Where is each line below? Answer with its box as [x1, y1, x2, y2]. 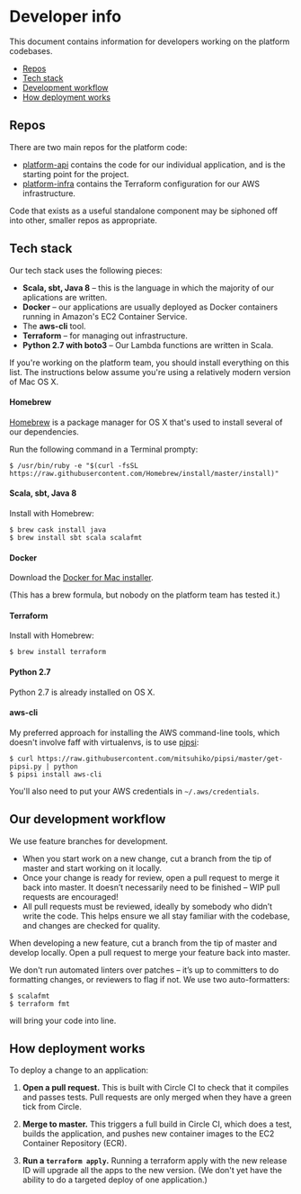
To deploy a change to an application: [9, 1064, 149, 1076]
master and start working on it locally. [22, 862, 163, 874]
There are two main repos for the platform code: [9, 141, 188, 152]
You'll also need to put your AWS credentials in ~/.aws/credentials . [9, 786, 260, 796]
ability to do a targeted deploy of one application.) [22, 1174, 208, 1185]
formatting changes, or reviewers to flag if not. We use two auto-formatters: [9, 974, 290, 984]
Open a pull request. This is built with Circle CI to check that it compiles [22, 1082, 289, 1093]
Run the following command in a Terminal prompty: [9, 444, 199, 454]
